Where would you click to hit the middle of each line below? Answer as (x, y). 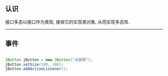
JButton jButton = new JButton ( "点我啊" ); (49, 60)
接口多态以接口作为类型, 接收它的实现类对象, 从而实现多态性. (67, 22)
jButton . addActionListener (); (37, 69)
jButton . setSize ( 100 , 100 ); (34, 64)
